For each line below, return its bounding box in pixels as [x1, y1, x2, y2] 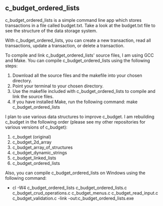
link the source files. [12, 93, 54, 99]
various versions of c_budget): [5, 124, 68, 130]
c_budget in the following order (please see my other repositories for [5, 119, 146, 125]
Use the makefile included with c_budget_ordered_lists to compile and [12, 88, 156, 94]
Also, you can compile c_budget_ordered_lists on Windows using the [5, 170, 146, 176]
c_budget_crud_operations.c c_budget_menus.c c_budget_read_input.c [12, 190, 159, 196]
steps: [5, 63, 18, 69]
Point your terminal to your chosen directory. [12, 83, 104, 89]
